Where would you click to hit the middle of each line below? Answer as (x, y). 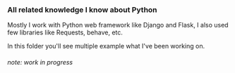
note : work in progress (40, 62)
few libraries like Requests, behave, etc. (65, 32)
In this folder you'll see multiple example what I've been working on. (106, 46)
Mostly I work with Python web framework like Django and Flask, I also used (118, 25)
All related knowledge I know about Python (82, 10)
